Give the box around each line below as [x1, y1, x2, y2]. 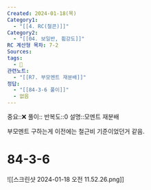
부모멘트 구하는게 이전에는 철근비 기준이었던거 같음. [7, 128, 145, 135]
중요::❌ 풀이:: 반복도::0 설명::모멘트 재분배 [7, 112, 119, 121]
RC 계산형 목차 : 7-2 [7, 42, 59, 49]
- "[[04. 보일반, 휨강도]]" [13, 36, 85, 43]
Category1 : [7, 16, 38, 23]
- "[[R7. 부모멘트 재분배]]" [13, 73, 86, 81]
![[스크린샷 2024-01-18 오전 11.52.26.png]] [7, 175, 125, 183]
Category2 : [7, 29, 38, 36]
